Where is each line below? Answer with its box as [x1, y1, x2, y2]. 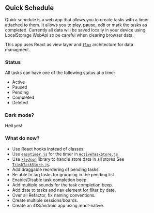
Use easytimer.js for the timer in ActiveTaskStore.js [12, 151, 118, 157]
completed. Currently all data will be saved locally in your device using [5, 27, 146, 33]
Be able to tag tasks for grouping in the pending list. [12, 171, 116, 177]
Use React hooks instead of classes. [12, 146, 85, 152]
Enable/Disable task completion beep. [12, 177, 88, 183]
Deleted [12, 100, 28, 106]
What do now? [5, 135, 40, 142]
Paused [12, 84, 28, 90]
